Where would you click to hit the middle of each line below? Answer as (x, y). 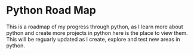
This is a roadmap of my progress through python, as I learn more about (95, 27)
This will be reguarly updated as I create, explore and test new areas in (93, 39)
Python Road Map (51, 10)
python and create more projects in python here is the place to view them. (97, 33)
